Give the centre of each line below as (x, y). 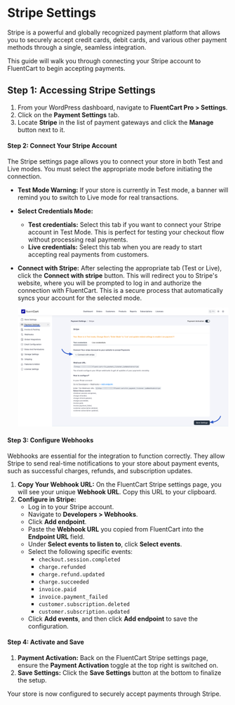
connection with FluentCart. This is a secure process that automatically (120, 290)
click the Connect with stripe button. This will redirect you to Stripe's (117, 275)
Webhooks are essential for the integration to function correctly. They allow (116, 456)
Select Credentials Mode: (55, 211)
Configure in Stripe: (47, 499)
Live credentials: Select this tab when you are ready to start (115, 246)
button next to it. (41, 130)
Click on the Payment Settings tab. (68, 114)
